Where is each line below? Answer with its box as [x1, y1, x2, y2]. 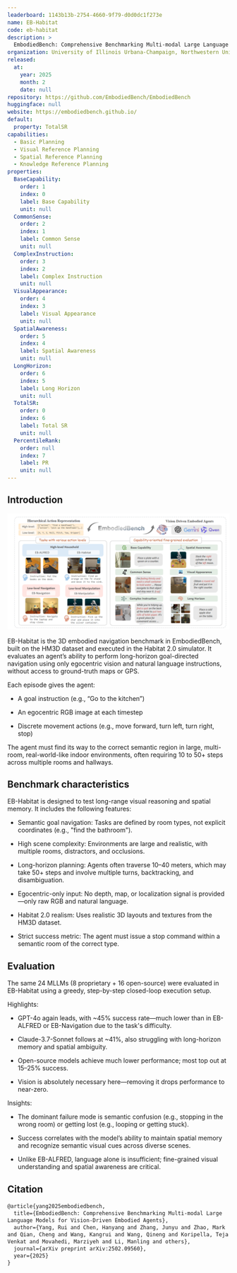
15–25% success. [17, 1064, 68, 1073]
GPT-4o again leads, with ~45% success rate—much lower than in [17, 1014, 212, 1022]
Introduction [7, 494, 63, 506]
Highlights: [7, 1000, 39, 1009]
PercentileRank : [13, 437, 61, 444]
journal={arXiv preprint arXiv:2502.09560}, [13, 1245, 147, 1252]
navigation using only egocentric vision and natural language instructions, [7, 659, 222, 668]
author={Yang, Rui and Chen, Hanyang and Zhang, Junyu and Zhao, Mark [13, 1224, 226, 1231]
